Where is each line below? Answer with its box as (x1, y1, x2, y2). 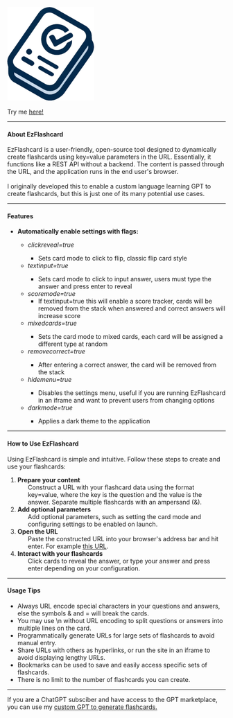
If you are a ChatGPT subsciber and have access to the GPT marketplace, (7, 695, 218, 703)
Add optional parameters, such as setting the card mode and (27, 512, 201, 520)
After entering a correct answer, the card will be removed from (37, 360, 217, 369)
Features (7, 211, 33, 220)
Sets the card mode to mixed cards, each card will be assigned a (37, 333, 223, 341)
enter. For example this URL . (27, 542, 109, 550)
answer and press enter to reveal (37, 282, 132, 290)
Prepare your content (17, 475, 80, 484)
